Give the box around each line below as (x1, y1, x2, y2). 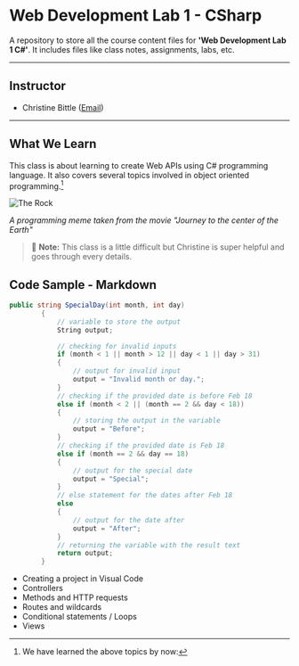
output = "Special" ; (72, 474, 149, 483)
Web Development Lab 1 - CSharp (9, 5, 263, 26)
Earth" (9, 225, 33, 235)
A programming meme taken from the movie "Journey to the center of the (9, 215, 279, 226)
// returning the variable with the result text (56, 540, 241, 549)
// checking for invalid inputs (56, 341, 177, 350)
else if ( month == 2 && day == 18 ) (56, 449, 190, 458)
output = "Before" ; (72, 424, 145, 433)
